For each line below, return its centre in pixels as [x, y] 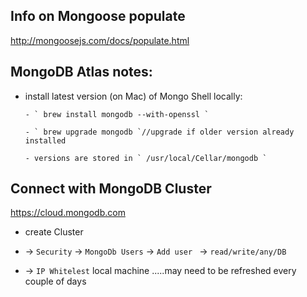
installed [45, 140]
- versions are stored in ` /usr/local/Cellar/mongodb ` [146, 158]
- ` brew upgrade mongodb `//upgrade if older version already [159, 132]
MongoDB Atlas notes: [81, 72]
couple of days [55, 281]
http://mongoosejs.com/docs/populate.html [100, 40]
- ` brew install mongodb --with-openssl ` [117, 114]
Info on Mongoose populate [98, 16]
